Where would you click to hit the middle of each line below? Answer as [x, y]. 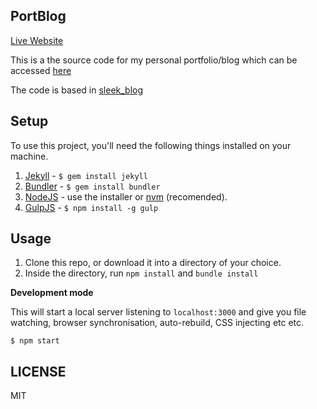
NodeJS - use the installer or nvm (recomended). [126, 196]
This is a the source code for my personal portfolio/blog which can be [154, 60]
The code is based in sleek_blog [77, 90]
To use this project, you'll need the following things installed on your [151, 145]
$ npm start [35, 341]
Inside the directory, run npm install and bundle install [141, 273]
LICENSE [38, 371]
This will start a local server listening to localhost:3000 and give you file [158, 312]
